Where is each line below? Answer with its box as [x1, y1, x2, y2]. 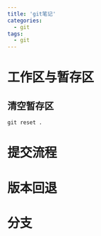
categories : [7, 17, 42, 24]
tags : [7, 30, 23, 38]
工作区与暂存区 [7, 69, 95, 86]
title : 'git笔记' [7, 10, 57, 18]
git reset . [7, 119, 42, 126]
